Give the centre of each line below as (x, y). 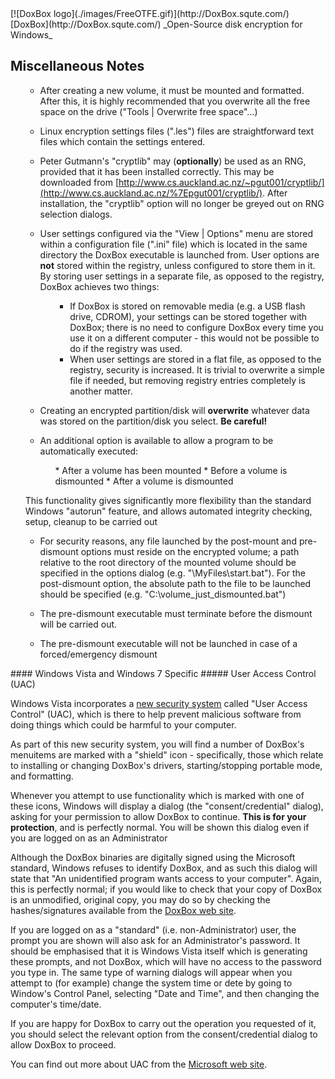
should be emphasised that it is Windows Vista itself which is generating (159, 951)
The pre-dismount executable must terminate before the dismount (176, 613)
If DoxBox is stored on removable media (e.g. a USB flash (187, 306)
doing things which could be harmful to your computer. (123, 724)
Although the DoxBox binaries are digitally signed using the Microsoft (153, 857)
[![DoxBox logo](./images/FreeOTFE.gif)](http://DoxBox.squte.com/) (150, 13)
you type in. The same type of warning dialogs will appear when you (151, 972)
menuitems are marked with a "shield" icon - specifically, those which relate (167, 754)
